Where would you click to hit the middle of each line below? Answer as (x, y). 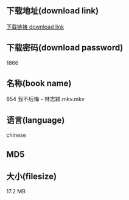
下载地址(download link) (53, 11)
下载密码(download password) (65, 48)
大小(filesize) (31, 177)
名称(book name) (39, 84)
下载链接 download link (35, 27)
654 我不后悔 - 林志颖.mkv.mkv (46, 99)
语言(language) (36, 120)
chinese (16, 135)
